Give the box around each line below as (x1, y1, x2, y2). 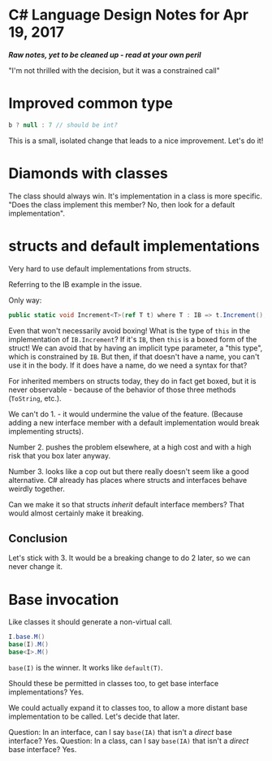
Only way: (8, 295, 42, 305)
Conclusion (8, 531, 68, 546)
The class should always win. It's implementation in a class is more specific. (8, 191, 262, 201)
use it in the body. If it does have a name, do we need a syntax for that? (8, 360, 248, 370)
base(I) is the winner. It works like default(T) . (8, 663, 164, 672)
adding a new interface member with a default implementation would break (8, 417, 260, 428)
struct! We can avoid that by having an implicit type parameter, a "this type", (8, 343, 263, 353)
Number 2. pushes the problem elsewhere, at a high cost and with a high (8, 441, 252, 452)
